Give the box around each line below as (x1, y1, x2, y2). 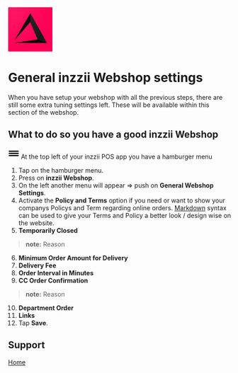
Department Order (18, 304, 74, 312)
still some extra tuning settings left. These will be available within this (8, 101, 210, 109)
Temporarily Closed (18, 226, 79, 234)
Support (8, 339, 45, 351)
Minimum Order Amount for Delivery (18, 253, 128, 262)
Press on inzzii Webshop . (18, 173, 94, 182)
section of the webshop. (8, 108, 79, 116)
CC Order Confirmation (18, 276, 89, 285)
